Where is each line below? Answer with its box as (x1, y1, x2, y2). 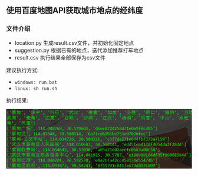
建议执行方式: (6, 67, 39, 74)
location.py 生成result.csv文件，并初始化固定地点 (14, 39, 134, 46)
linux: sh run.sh (14, 85, 58, 91)
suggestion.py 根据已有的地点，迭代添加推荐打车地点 (14, 47, 144, 54)
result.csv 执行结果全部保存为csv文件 (14, 54, 106, 61)
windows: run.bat (14, 79, 58, 85)
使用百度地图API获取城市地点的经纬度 (6, 5, 143, 16)
